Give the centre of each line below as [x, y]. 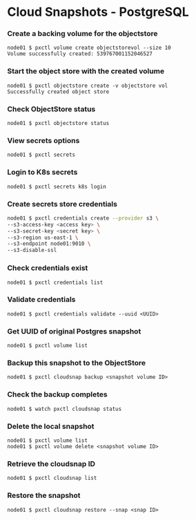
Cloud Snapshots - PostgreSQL [98, 12]
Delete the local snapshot [51, 426]
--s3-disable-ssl [32, 250]
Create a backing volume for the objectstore [82, 34]
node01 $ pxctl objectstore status [58, 124]
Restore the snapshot [44, 496]
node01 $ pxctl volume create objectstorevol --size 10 [89, 48]
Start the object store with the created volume [86, 71]
